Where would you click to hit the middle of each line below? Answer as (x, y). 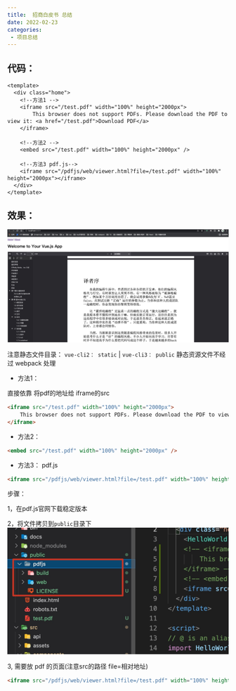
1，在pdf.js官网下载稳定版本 (47, 508)
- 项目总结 (24, 37)
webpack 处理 (35, 363)
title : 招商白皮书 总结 (40, 15)
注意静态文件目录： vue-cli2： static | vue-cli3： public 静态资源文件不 (113, 354)
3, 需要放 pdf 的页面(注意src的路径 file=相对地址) (78, 666)
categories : (25, 30)
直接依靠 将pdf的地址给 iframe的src (59, 393)
